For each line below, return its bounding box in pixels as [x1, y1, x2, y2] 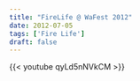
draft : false [9, 37, 58, 47]
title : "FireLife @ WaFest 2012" [9, 12, 133, 22]
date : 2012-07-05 [9, 21, 74, 30]
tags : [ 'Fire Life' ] [9, 29, 86, 38]
